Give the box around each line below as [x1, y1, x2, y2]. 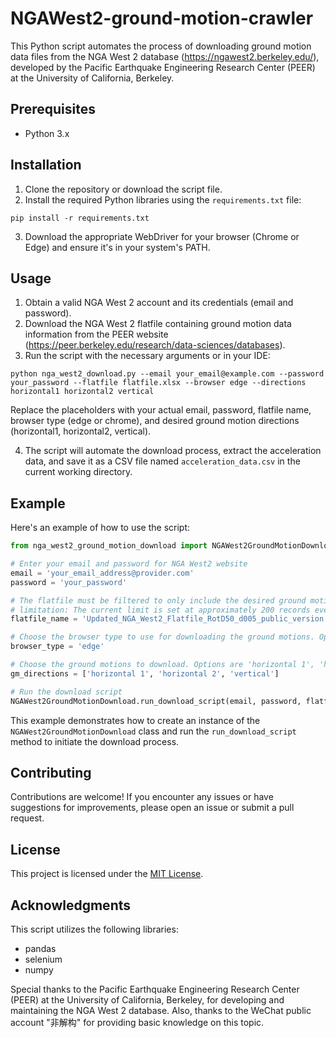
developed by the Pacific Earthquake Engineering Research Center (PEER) [10, 61, 316, 73]
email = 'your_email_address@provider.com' [10, 568, 195, 578]
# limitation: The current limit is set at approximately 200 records [10, 605, 311, 615]
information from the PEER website [24, 328, 169, 341]
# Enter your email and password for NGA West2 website [10, 559, 248, 569]
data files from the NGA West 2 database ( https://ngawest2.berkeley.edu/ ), [10, 50, 320, 62]
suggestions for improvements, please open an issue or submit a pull [10, 802, 295, 814]
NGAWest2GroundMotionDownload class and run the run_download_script [10, 725, 297, 737]
